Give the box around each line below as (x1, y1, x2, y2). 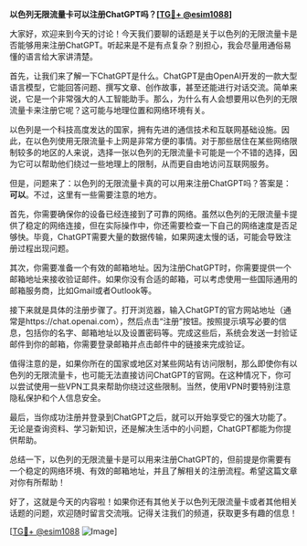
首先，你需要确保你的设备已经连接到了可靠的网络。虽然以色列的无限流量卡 (9, 209, 290, 219)
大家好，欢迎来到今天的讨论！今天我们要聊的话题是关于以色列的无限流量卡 (9, 28, 290, 39)
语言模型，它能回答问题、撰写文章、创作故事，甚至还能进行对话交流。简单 (9, 82, 290, 92)
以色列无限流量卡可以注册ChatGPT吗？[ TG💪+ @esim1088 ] (9, 9, 233, 19)
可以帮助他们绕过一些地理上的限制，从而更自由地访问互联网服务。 (25, 159, 274, 169)
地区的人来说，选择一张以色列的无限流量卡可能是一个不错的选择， (40, 147, 290, 158)
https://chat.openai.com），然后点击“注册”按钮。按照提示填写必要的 (25, 316, 279, 327)
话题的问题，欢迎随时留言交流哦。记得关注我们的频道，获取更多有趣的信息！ (9, 508, 298, 519)
